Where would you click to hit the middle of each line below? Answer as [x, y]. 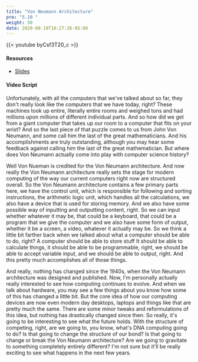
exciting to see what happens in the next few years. [69, 353]
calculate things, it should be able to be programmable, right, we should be [97, 247]
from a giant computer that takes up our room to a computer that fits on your [99, 123]
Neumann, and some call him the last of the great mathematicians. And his [96, 136]
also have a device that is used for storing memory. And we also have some [98, 203]
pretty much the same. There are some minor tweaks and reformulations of [97, 309]
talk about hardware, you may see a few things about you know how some [96, 290]
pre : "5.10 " [22, 17]
